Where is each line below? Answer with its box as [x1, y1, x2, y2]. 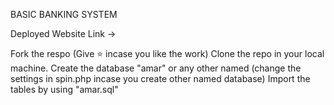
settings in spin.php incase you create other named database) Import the [10, 73, 311, 84]
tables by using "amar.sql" [10, 84, 119, 95]
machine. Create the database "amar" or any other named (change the [10, 62, 302, 74]
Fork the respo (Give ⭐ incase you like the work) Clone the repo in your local [10, 48, 325, 59]
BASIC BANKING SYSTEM [10, 9, 118, 20]
